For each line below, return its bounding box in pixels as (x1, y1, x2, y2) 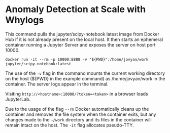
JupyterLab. (5, 96, 31, 102)
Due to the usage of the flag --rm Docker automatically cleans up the (5, 106, 149, 112)
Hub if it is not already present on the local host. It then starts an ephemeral (5, 36, 163, 42)
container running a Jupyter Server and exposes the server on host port (5, 41, 156, 48)
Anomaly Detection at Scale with (5, 4, 146, 15)
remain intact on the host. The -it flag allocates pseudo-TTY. (5, 122, 134, 128)
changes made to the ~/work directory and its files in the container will (5, 116, 152, 122)
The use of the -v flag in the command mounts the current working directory (5, 70, 165, 76)
